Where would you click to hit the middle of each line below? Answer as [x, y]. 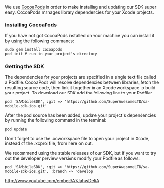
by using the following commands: [40, 41]
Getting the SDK [24, 67]
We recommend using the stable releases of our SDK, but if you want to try [81, 153]
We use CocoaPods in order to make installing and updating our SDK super [81, 7]
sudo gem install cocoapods [34, 50]
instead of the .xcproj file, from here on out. [49, 143]
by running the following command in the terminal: [56, 120]
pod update [16, 129]
